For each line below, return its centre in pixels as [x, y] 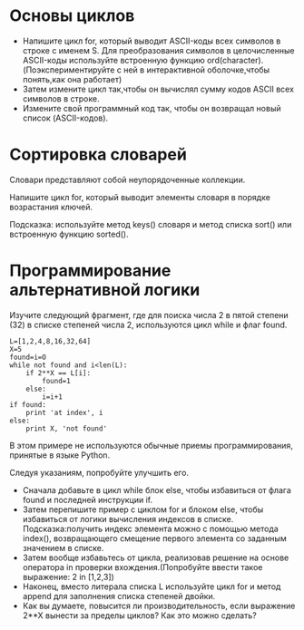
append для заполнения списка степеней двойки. [119, 596]
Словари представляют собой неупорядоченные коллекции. [127, 179]
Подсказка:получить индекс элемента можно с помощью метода [150, 528]
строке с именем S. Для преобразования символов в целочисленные [158, 50]
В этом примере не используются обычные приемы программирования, [151, 445]
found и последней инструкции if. [87, 499]
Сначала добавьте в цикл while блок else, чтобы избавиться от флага [157, 489]
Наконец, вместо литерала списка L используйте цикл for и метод [152, 586]
